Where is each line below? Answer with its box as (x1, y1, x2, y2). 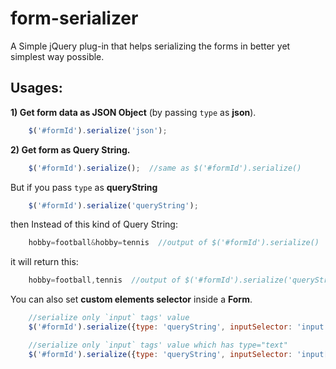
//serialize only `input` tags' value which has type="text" (28, 340, 288, 350)
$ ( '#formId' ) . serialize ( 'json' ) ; (28, 125, 168, 136)
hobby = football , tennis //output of (28, 275, 182, 286)
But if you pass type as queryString (10, 181, 158, 193)
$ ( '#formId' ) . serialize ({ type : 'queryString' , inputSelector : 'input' (28, 322, 329, 332)
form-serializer (10, 7, 139, 30)
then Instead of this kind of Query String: (10, 218, 178, 231)
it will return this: (10, 256, 79, 268)
